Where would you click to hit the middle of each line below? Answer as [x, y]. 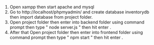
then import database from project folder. [51, 17]
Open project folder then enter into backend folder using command [77, 22]
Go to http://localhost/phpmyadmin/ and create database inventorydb [79, 12]
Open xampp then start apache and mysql [52, 7]
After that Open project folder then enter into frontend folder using [76, 32]
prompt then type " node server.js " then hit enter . [60, 27]
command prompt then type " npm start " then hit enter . [66, 37]
